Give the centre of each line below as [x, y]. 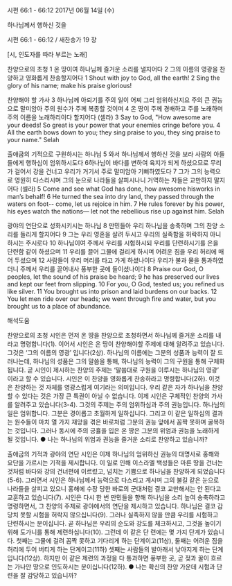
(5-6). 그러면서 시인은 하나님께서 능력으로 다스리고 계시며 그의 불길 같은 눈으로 [113, 480]
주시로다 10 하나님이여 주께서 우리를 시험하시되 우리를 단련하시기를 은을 [122, 243]
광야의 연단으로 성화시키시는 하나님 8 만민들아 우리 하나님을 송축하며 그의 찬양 [113, 225]
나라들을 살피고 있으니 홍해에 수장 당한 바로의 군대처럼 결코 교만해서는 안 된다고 [114, 489]
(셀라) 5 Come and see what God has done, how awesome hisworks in [120, 189]
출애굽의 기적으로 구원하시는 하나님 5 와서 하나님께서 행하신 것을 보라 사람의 [110, 154]
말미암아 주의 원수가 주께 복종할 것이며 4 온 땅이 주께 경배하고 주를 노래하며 [122, 109]
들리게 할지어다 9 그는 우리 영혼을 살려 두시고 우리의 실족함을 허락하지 [114, 234]
